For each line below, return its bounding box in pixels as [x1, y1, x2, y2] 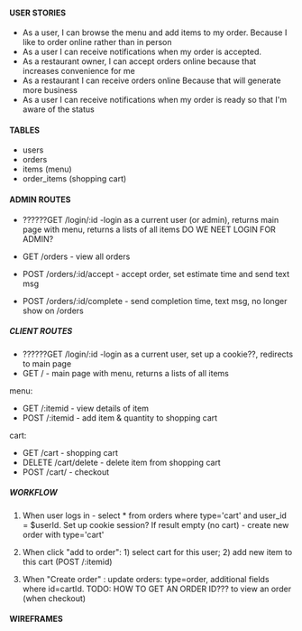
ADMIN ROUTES [9, 194, 71, 205]
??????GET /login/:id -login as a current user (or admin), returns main [22, 214, 279, 225]
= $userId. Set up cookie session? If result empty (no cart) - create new [22, 519, 289, 530]
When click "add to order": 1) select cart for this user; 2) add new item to [22, 546, 293, 557]
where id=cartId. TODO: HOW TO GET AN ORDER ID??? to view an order [22, 583, 291, 594]
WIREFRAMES [9, 614, 63, 625]
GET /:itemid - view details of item [22, 403, 149, 413]
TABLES [9, 125, 41, 135]
